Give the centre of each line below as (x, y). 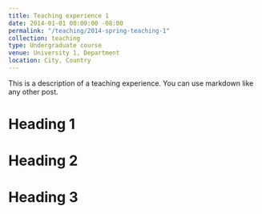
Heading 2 (43, 161)
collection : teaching (44, 38)
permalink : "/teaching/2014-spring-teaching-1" (89, 30)
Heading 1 (42, 124)
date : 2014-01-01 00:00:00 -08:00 (66, 23)
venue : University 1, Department (64, 53)
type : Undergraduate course (55, 46)
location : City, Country (50, 61)
